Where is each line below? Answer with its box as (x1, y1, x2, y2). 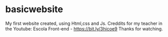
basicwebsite (5, 4, 64, 15)
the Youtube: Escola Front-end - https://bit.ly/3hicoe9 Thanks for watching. (5, 25, 163, 31)
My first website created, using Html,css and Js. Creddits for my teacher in (5, 20, 163, 26)
